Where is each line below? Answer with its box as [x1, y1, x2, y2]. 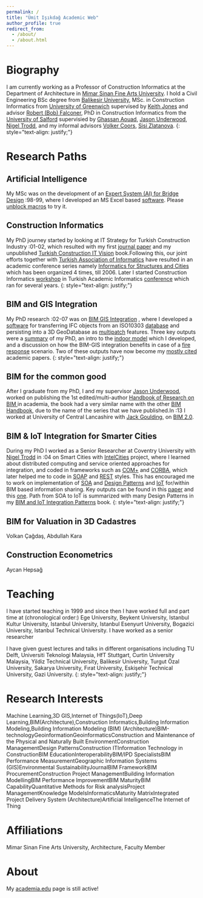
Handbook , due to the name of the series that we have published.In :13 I [6, 407, 186, 414]
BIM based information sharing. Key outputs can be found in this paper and [6, 486, 194, 493]
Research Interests [6, 692, 104, 706]
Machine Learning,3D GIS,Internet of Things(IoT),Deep [6, 712, 143, 719]
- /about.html [12, 37, 47, 43]
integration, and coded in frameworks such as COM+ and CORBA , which [6, 467, 188, 474]
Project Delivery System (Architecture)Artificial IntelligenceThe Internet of [6, 795, 190, 803]
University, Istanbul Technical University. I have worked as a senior [6, 626, 173, 634]
